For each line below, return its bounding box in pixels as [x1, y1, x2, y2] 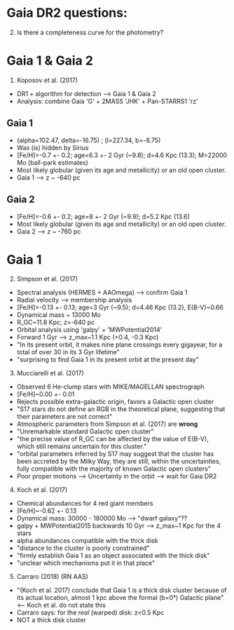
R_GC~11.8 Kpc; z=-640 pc [16, 318, 95, 327]
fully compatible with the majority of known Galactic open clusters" [16, 464, 212, 473]
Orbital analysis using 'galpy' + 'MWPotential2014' [16, 326, 163, 334]
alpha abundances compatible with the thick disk [16, 537, 158, 545]
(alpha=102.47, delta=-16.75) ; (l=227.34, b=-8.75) [16, 135, 161, 145]
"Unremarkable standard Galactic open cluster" [16, 427, 154, 436]
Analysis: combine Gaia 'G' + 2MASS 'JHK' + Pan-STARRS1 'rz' [16, 97, 199, 105]
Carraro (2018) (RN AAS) [16, 572, 88, 581]
